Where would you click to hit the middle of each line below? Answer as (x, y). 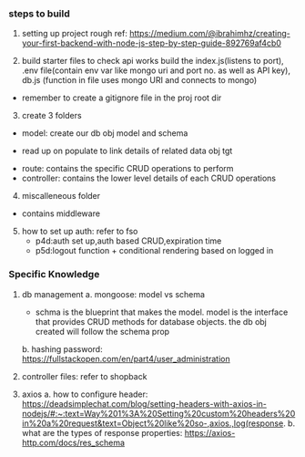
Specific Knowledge (54, 275)
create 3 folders (52, 116)
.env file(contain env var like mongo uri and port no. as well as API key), (156, 70)
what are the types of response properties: (102, 432)
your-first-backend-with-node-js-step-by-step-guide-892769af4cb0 (151, 43)
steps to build (39, 14)
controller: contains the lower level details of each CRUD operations (149, 178)
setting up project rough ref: (75, 34)
